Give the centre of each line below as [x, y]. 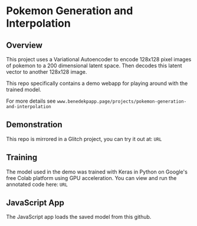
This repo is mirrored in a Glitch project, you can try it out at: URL [84, 139]
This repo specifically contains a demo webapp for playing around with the [97, 83]
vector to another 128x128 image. [47, 72]
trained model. [24, 89]
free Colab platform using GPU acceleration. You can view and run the [91, 178]
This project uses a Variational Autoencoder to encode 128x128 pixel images [99, 59]
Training [22, 158]
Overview [24, 45]
